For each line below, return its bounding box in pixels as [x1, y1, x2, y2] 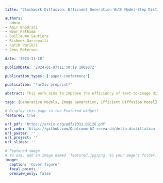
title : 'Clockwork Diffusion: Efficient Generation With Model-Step [5, 7, 147, 12]
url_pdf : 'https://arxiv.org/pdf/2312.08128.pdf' [5, 122, 108, 126]
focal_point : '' [9, 167, 42, 171]
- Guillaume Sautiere [5, 34, 49, 39]
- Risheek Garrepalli [5, 38, 49, 44]
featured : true [5, 113, 36, 118]
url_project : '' [5, 135, 38, 140]
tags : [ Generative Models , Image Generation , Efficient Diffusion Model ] [5, 100, 158, 105]
